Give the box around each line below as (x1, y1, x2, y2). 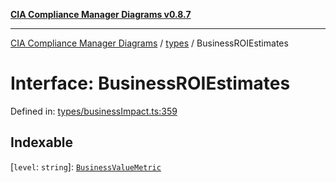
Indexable (10, 134, 74, 151)
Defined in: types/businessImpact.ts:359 (10, 105, 178, 117)
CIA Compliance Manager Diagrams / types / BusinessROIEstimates (10, 37, 289, 49)
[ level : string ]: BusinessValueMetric (10, 160, 162, 173)
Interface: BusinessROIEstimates (10, 72, 291, 95)
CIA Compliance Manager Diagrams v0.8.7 (10, 9, 192, 20)
